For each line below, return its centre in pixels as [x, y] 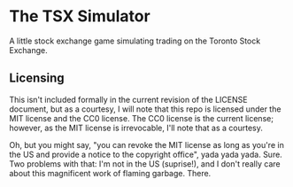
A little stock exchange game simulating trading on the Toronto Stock [135, 41]
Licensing [37, 78]
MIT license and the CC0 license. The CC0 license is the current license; [142, 118]
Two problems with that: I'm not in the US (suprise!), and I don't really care [145, 164]
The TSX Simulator [80, 16]
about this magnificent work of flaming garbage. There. [110, 173]
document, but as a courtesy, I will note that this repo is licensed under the [145, 109]
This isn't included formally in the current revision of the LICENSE [128, 99]
